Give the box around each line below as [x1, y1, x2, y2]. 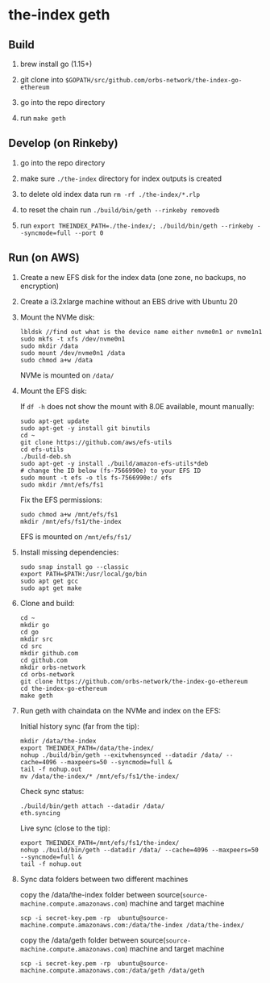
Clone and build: [19, 598, 75, 608]
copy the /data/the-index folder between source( [19, 889, 183, 899]
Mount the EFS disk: [19, 386, 87, 395]
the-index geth [8, 6, 110, 24]
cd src [19, 642, 43, 650]
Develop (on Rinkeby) [8, 136, 118, 150]
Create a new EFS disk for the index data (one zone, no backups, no [19, 272, 247, 282]
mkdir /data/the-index [19, 737, 97, 745]
